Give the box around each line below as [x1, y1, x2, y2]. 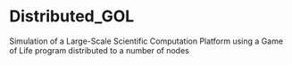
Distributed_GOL [9, 6, 135, 27]
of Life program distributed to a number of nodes [9, 45, 189, 55]
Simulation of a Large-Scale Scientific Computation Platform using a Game [9, 36, 284, 46]
